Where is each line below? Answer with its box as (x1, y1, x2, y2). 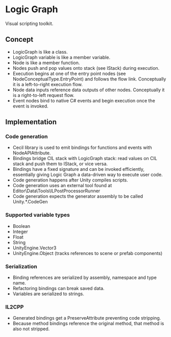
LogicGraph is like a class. (12, 48, 68, 55)
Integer (12, 228, 28, 235)
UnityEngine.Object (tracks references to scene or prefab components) (12, 250, 163, 256)
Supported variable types (5, 212, 70, 219)
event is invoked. (12, 103, 48, 109)
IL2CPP (5, 303, 24, 310)
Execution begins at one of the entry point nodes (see (12, 70, 126, 76)
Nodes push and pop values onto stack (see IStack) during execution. (12, 65, 160, 71)
